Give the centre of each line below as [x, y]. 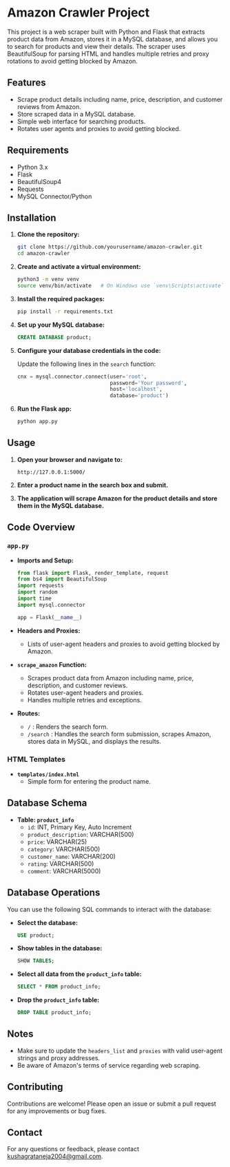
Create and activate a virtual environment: [79, 267]
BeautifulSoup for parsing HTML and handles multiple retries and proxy [108, 54]
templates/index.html [48, 774]
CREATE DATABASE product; [54, 337]
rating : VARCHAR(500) [61, 864]
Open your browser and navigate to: [70, 459]
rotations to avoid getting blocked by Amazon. [72, 61]
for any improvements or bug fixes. [57, 1110]
